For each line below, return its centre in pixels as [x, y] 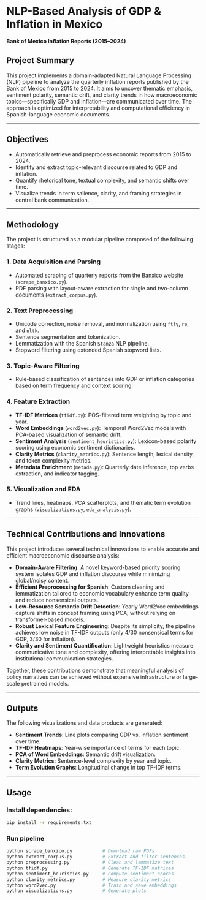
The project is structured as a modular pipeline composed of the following [100, 240]
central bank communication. [52, 200]
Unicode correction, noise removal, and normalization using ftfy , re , [102, 323]
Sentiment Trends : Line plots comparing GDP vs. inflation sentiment [101, 735]
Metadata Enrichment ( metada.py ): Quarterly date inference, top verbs [105, 467]
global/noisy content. [42, 580]
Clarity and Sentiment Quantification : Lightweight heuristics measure [104, 645]
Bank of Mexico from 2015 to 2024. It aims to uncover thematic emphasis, [100, 88]
